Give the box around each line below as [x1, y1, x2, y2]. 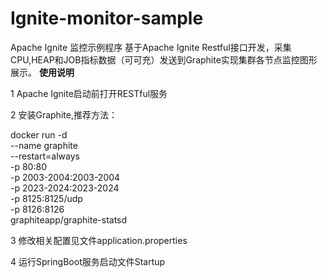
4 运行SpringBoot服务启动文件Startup [10, 255, 166, 267]
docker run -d [10, 128, 68, 141]
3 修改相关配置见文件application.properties [10, 234, 188, 246]
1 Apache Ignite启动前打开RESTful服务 [10, 87, 168, 99]
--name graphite [10, 139, 78, 151]
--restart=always [10, 150, 80, 162]
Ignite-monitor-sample [10, 7, 204, 30]
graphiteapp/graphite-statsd [10, 213, 128, 226]
